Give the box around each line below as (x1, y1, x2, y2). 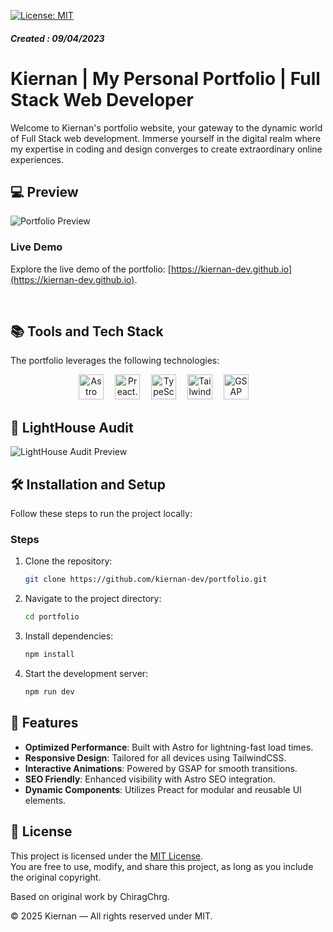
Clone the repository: (24, 555, 113, 567)
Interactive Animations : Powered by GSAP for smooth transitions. (24, 762, 298, 774)
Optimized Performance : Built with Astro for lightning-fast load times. (24, 741, 314, 753)
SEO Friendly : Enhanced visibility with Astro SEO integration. (24, 773, 276, 785)
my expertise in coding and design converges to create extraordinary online (10, 143, 323, 155)
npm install (24, 650, 75, 660)
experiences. (10, 153, 65, 165)
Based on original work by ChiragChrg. (10, 890, 170, 902)
